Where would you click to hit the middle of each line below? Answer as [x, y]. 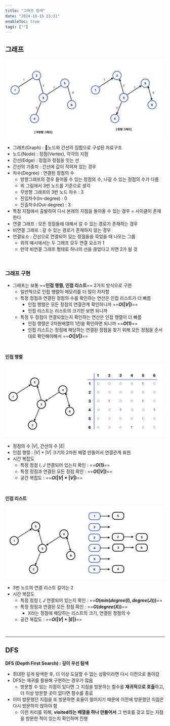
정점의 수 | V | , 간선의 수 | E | [38, 446]
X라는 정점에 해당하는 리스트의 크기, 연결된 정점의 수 [79, 613]
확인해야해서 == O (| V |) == [63, 336]
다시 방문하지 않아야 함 [35, 706]
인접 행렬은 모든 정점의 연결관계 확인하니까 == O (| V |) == [83, 304]
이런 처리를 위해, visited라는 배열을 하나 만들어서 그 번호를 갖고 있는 [87, 712]
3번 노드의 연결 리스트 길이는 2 [43, 588]
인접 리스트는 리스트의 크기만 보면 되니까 [68, 310]
